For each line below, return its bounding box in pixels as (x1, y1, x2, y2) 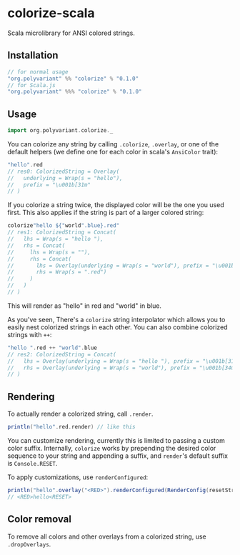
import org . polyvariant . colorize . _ (7, 127, 114, 134)
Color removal (7, 513, 71, 526)
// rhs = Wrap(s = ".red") (7, 269, 107, 276)
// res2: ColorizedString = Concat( (7, 351, 116, 358)
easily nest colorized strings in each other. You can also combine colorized (7, 323, 228, 331)
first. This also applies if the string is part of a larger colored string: (7, 209, 204, 217)
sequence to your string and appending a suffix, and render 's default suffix (7, 451, 229, 460)
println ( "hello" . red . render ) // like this (7, 424, 136, 431)
